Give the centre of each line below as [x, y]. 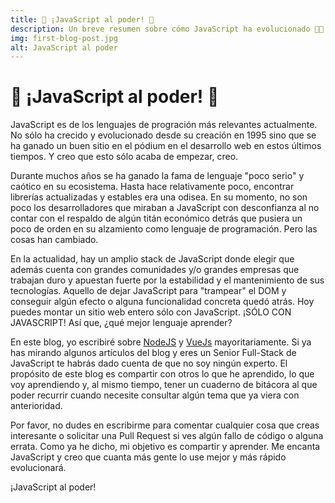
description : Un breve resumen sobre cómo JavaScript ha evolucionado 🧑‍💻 [167, 29]
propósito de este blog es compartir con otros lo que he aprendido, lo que [162, 374]
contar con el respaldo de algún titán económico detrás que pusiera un [156, 218]
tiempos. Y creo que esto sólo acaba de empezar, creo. [124, 157]
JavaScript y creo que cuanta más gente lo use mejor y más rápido [148, 457]
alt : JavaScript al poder [64, 47]
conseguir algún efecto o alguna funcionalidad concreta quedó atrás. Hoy [162, 302]
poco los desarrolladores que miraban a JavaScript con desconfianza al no [165, 208]
